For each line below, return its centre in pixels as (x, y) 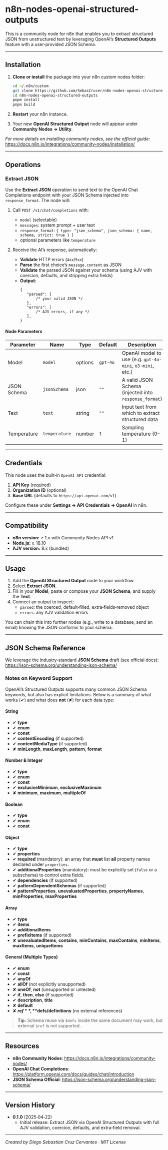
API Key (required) (31, 485)
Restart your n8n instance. (40, 114)
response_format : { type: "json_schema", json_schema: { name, (86, 230)
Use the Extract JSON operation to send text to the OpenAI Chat (72, 190)
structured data (140, 420)
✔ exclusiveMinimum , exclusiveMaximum (57, 787)
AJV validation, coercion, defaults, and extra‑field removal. (80, 1128)
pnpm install (26, 100)
